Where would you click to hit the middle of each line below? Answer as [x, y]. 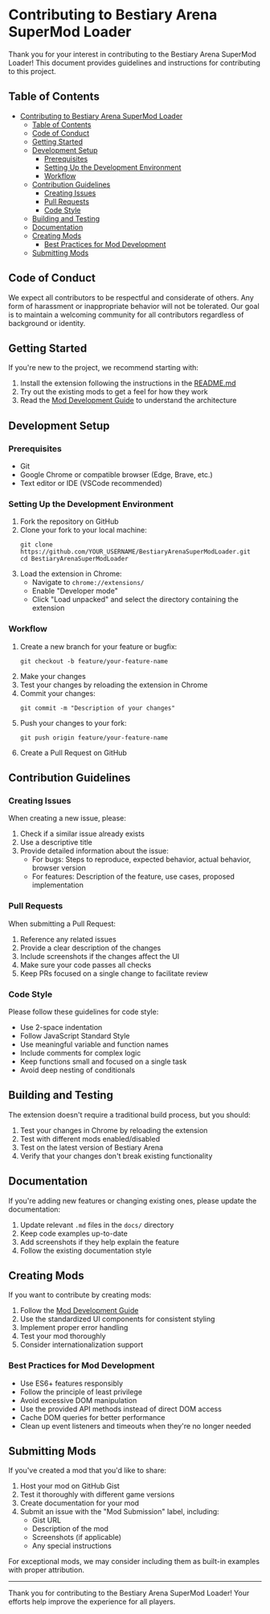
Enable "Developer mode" [75, 591]
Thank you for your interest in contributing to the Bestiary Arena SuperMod [133, 54]
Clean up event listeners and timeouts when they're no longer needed [135, 1426]
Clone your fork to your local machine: [83, 530]
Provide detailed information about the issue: [94, 851]
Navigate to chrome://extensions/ [88, 583]
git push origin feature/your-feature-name [94, 738]
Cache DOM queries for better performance [92, 1417]
